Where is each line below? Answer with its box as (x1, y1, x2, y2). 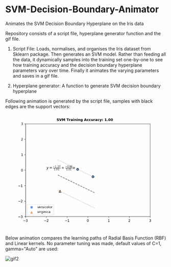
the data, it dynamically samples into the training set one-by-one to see (12, 56, 163, 62)
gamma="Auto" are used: (5, 246, 59, 252)
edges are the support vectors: (5, 103, 70, 109)
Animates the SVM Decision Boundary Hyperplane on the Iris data (5, 20, 144, 27)
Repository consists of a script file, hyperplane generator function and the (5, 30, 161, 36)
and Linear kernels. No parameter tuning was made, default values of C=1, (5, 240, 162, 246)
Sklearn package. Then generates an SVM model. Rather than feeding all (12, 51, 166, 57)
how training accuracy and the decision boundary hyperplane (12, 62, 142, 68)
